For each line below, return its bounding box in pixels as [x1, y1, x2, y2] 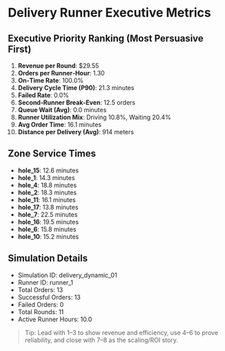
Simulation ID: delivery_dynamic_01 [17, 271, 117, 279]
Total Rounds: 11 [17, 307, 64, 316]
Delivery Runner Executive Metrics [8, 5, 211, 21]
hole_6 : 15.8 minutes [17, 225, 77, 233]
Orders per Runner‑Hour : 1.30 [17, 69, 106, 77]
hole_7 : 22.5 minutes [17, 210, 78, 219]
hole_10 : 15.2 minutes [17, 232, 79, 240]
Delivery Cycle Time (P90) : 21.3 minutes [17, 84, 135, 91]
